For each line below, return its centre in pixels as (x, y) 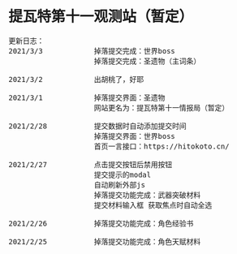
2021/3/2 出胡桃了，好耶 (76, 79)
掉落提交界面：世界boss (135, 136)
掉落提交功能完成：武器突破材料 (147, 195)
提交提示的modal (123, 174)
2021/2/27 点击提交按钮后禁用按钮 (90, 164)
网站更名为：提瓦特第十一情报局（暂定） (162, 108)
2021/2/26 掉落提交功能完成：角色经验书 (101, 223)
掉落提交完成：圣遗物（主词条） (147, 61)
